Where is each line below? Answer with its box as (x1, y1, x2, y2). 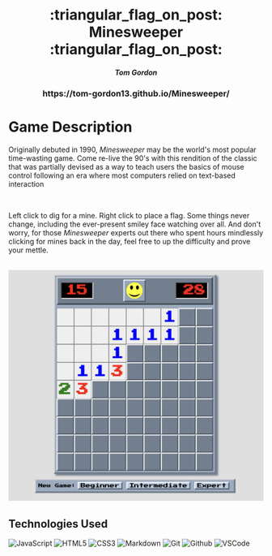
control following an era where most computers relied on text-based (8, 170, 236, 180)
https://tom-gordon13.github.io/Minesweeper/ (42, 88, 230, 99)
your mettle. (8, 245, 49, 255)
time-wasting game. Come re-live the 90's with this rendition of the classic (8, 153, 257, 163)
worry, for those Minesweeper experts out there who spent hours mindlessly (8, 228, 264, 238)
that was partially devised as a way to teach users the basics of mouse (8, 162, 244, 172)
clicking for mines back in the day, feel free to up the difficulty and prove (8, 237, 251, 247)
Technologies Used (8, 517, 108, 531)
